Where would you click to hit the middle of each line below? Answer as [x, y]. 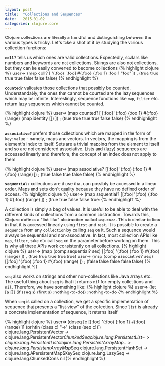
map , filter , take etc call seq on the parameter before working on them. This [82, 241]
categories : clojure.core [32, 23]
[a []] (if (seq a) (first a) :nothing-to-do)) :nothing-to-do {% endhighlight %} [82, 292]
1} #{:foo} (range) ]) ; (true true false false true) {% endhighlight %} [73, 200]
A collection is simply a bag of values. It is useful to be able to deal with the [82, 209]
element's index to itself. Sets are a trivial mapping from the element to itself [82, 144]
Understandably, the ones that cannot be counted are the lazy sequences [80, 93]
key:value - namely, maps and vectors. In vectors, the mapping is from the [81, 139]
